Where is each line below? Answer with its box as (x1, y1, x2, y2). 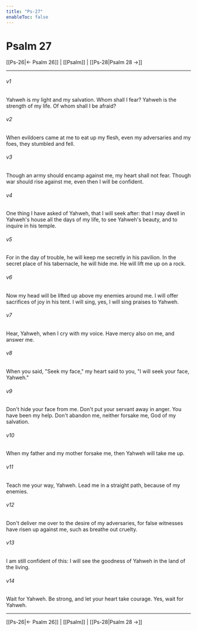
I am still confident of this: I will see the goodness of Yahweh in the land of (6, 557, 186, 565)
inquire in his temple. (6, 222, 57, 229)
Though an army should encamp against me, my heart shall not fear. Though (6, 172, 191, 179)
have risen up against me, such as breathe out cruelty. (6, 526, 138, 533)
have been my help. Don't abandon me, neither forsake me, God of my (6, 412, 176, 419)
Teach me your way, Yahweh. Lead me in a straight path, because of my (6, 482, 181, 489)
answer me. (6, 336, 35, 343)
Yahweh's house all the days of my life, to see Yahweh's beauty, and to (6, 216, 178, 223)
